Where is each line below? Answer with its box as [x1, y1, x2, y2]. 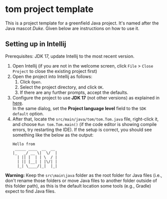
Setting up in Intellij [5, 40, 66, 48]
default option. [12, 110, 44, 116]
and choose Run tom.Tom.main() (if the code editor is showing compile [12, 121, 157, 127]
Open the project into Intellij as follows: [12, 73, 93, 79]
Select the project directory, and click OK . [19, 84, 104, 90]
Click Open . [19, 78, 42, 84]
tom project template [5, 3, 94, 15]
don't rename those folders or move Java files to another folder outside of [5, 177, 157, 183]
